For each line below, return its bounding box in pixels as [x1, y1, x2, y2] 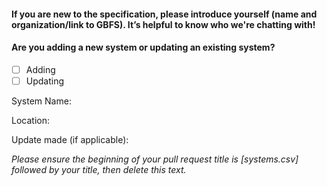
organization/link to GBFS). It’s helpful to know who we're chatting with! [11, 18, 316, 30]
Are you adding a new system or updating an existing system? [11, 41, 276, 54]
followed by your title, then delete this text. [11, 163, 187, 175]
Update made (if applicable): [11, 133, 129, 145]
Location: [11, 114, 50, 126]
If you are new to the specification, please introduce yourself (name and [11, 8, 318, 20]
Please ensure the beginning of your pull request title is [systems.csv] [11, 153, 299, 165]
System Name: [11, 95, 72, 107]
